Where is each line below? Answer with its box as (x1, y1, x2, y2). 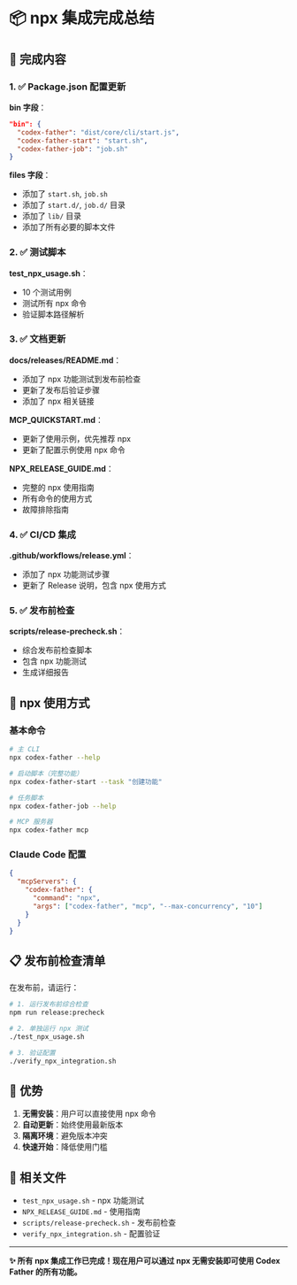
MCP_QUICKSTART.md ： (9, 414, 103, 425)
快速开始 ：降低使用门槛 (21, 1142, 108, 1152)
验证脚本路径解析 (21, 309, 85, 319)
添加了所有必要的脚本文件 (21, 222, 116, 233)
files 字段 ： (9, 170, 51, 181)
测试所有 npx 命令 (21, 297, 87, 308)
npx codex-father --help (9, 753, 101, 762)
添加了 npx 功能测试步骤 (21, 569, 110, 580)
